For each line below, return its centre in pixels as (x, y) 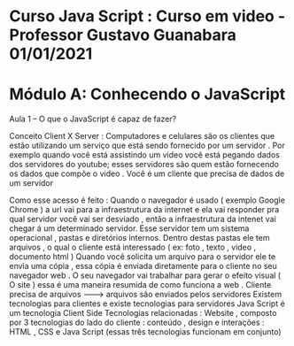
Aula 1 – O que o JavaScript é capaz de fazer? (93, 119)
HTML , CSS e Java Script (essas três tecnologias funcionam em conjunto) (145, 332)
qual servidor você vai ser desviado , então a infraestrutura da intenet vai (143, 219)
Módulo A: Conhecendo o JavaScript (147, 94)
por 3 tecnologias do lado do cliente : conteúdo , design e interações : (137, 323)
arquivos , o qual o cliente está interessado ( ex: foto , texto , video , (133, 247)
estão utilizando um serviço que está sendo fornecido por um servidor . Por (147, 146)
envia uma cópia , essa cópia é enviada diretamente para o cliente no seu (143, 266)
